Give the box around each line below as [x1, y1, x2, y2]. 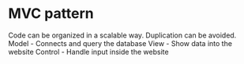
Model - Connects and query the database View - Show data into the [8, 38, 233, 48]
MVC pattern [8, 5, 95, 23]
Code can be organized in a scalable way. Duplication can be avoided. [8, 30, 237, 40]
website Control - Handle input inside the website [8, 47, 169, 56]
